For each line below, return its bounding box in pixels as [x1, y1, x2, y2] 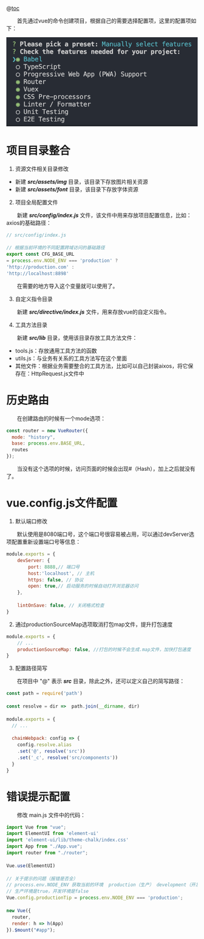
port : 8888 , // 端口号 [28, 564, 80, 570]
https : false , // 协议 [28, 577, 84, 583]
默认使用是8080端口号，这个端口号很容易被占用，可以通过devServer [17, 530, 189, 538]
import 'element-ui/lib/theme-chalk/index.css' [6, 837, 129, 843]
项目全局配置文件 [15, 199, 58, 206]
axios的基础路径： [6, 219, 52, 227]
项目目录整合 [6, 144, 71, 157]
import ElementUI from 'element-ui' [6, 831, 99, 837]
